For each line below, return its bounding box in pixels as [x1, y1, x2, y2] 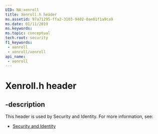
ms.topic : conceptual [5, 31, 51, 36]
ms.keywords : [5, 26, 33, 31]
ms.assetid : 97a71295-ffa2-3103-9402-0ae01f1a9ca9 [5, 17, 113, 22]
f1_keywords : [5, 40, 33, 45]
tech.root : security [5, 36, 49, 41]
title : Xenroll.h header [5, 12, 57, 17]
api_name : [5, 54, 26, 59]
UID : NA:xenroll [5, 7, 39, 13]
